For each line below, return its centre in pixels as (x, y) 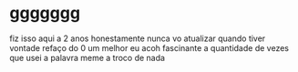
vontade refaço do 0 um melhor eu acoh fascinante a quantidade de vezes (149, 47)
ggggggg (45, 13)
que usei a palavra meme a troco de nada (87, 57)
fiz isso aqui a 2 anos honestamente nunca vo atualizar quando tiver (138, 38)
